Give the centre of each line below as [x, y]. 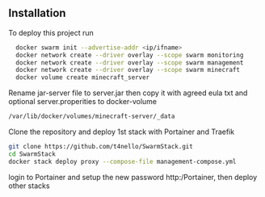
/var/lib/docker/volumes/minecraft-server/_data [92, 116]
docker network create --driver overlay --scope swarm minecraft [128, 70]
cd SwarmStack [32, 154]
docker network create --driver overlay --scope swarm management [130, 63]
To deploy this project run [51, 32]
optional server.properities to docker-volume [83, 102]
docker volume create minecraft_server [83, 78]
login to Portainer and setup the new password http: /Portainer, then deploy [133, 177]
